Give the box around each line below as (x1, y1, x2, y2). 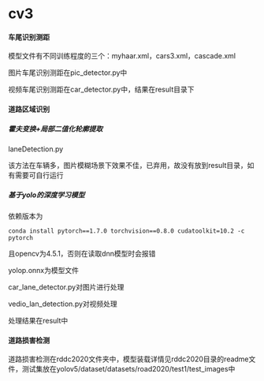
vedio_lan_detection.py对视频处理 (8, 299, 118, 308)
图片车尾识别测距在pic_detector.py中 (8, 68, 128, 77)
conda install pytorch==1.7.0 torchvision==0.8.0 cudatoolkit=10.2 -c (8, 226, 245, 235)
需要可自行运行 (14, 170, 64, 180)
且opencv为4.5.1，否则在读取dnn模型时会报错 (8, 248, 156, 258)
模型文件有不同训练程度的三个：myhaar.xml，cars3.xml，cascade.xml (8, 51, 236, 61)
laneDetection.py (8, 144, 64, 154)
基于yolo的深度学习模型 (8, 190, 85, 200)
